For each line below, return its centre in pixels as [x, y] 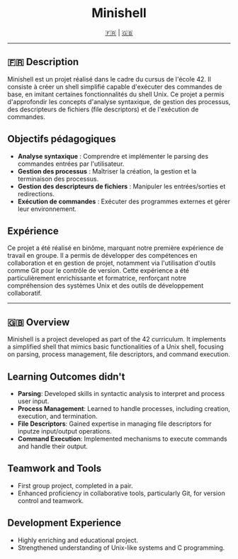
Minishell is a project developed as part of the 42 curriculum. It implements [117, 339]
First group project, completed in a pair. [75, 485]
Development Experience [64, 523]
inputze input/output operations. [64, 431]
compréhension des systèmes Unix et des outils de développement [106, 286]
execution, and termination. [57, 416]
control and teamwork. [51, 500]
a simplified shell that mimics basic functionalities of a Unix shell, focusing [116, 347]
